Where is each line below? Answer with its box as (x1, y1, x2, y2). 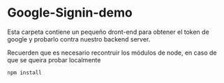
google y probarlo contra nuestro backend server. (7, 35, 151, 43)
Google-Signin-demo (7, 5, 133, 21)
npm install (7, 69, 42, 76)
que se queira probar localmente (7, 55, 101, 64)
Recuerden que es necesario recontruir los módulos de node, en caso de (7, 48, 217, 57)
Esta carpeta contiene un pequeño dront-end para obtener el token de (7, 28, 209, 36)
